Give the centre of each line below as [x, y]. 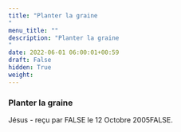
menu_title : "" [33, 30]
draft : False [30, 60]
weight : [21, 75]
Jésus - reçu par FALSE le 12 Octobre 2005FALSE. [91, 119]
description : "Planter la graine [64, 38]
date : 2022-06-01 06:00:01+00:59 [64, 52]
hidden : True [30, 68]
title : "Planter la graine [53, 16]
